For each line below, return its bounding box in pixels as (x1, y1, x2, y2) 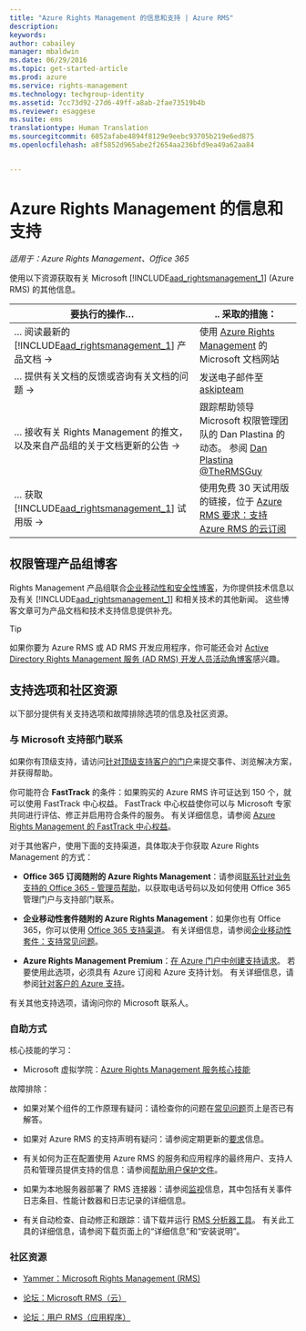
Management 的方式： (9, 851, 94, 862)
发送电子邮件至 (199, 371, 264, 384)
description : (9, 22, 59, 31)
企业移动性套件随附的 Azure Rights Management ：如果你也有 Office (22, 913, 281, 924)
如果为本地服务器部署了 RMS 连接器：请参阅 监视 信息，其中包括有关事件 (22, 1183, 293, 1194)
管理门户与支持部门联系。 (22, 894, 119, 905)
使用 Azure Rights (199, 325, 275, 338)
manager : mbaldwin (9, 47, 79, 56)
